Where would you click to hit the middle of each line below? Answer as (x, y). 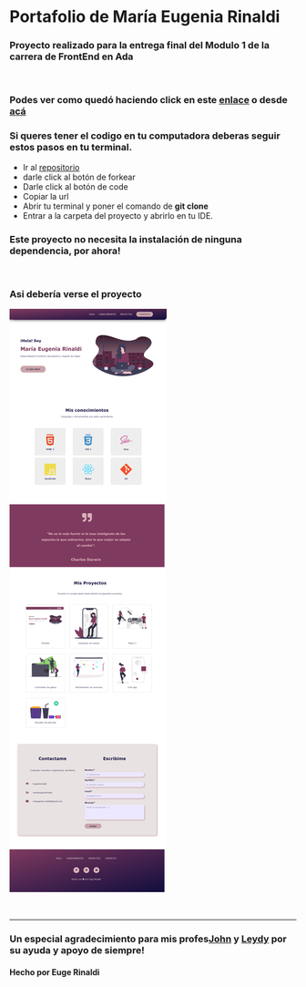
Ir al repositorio (51, 167)
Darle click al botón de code (76, 186)
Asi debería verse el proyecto (76, 293)
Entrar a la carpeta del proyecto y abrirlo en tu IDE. (118, 215)
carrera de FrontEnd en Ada (71, 57)
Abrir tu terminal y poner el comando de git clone (116, 206)
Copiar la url (46, 196)
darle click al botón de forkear (79, 177)
